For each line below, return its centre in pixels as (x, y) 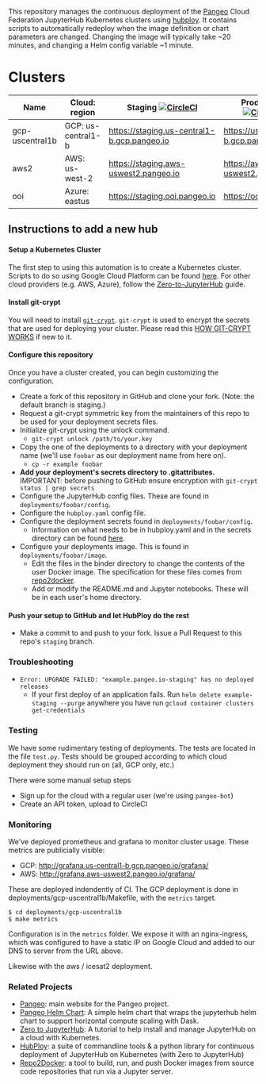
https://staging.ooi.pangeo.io (162, 196)
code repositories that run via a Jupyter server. (96, 1071)
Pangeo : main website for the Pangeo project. (94, 1004)
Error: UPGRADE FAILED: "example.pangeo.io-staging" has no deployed (137, 680)
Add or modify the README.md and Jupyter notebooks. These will (140, 588)
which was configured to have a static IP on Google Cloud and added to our (132, 943)
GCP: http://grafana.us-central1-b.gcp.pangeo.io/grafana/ (114, 866)
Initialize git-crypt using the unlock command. (95, 430)
